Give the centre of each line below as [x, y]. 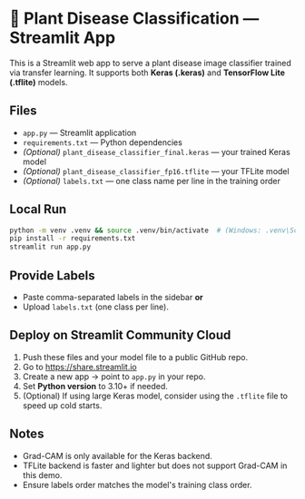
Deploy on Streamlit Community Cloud [120, 335]
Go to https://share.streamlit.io [80, 367]
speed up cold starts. [62, 405]
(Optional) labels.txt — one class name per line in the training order [152, 181]
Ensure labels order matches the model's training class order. [137, 484]
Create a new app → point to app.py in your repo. [114, 377]
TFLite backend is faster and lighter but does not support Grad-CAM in [155, 465]
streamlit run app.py [50, 247]
